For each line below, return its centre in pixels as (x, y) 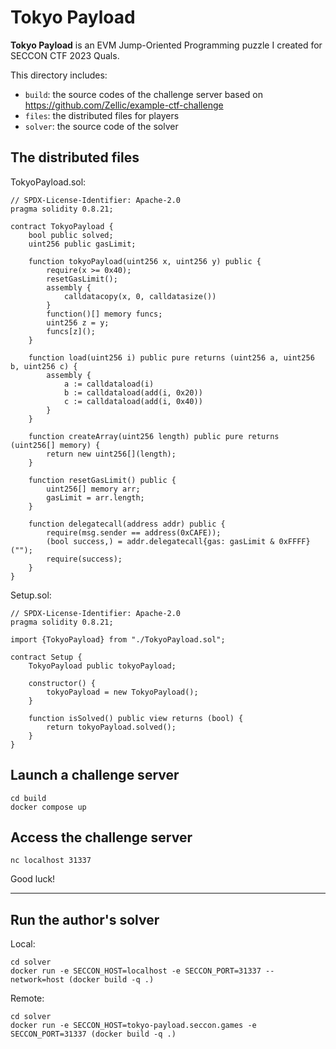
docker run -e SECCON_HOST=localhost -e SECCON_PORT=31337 (136, 971)
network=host (37, 980)
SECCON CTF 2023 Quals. (65, 55)
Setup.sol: (31, 595)
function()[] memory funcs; (104, 314)
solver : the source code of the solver (101, 126)
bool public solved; (71, 235)
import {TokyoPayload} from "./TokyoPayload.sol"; (118, 639)
